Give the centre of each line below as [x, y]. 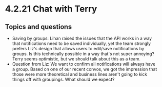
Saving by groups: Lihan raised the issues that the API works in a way [82, 38]
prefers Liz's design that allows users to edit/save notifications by [78, 49]
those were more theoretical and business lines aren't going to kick [80, 74]
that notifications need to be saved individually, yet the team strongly [81, 43]
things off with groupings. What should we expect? [63, 79]
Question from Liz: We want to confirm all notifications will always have [84, 64]
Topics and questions [39, 27]
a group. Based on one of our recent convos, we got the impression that [84, 69]
